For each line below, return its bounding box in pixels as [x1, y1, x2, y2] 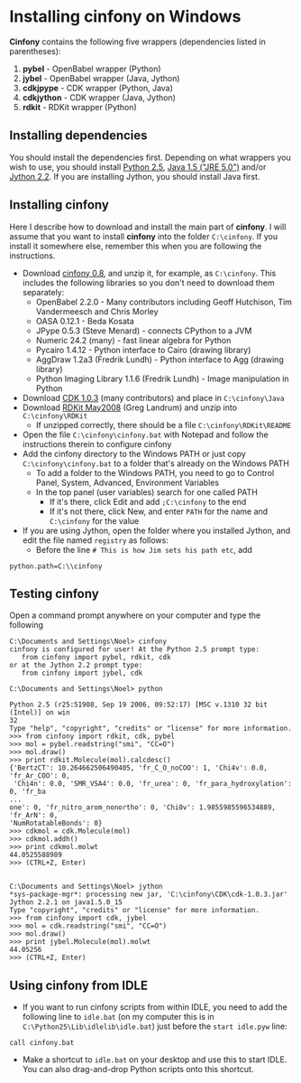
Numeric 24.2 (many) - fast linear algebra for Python [35, 334, 232, 345]
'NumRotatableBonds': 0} [9, 819, 103, 828]
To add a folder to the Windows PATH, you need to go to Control [35, 467, 275, 478]
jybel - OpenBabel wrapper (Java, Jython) [22, 72, 180, 83]
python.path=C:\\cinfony [9, 562, 103, 571]
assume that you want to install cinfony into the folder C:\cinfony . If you [9, 230, 278, 241]
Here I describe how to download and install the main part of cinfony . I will [9, 221, 287, 232]
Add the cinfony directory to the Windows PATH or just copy [22, 448, 246, 459]
